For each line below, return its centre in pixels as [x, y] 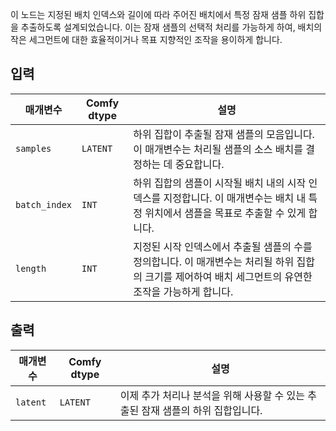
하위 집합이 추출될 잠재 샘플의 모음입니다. [224, 134]
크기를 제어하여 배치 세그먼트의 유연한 [228, 276]
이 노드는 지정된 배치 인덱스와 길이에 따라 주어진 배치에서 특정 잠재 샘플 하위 [158, 14]
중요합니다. [199, 164]
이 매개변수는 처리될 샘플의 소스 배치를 [218, 149]
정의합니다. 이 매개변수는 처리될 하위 [214, 261]
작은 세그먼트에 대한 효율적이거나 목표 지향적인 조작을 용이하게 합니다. [146, 39]
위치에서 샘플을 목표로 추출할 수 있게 [225, 213]
